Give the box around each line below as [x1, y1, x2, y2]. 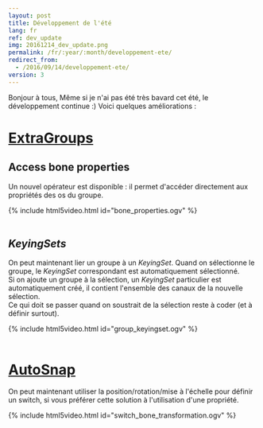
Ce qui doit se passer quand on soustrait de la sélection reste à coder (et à [8, 300, 253, 310]
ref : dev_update [8, 33, 62, 42]
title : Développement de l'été [8, 19, 112, 27]
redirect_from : [8, 56, 59, 64]
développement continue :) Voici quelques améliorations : [8, 101, 197, 111]
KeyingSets [8, 237, 67, 251]
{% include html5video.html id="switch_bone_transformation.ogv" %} [8, 410, 237, 420]
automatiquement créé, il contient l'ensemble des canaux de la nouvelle [8, 283, 244, 293]
